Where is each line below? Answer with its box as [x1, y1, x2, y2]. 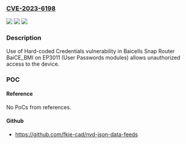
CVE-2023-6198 [6, 4, 56, 13]
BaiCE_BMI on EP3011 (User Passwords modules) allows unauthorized [6, 54, 181, 61]
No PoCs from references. [6, 104, 71, 111]
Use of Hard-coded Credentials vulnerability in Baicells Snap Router [6, 47, 175, 55]
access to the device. [6, 60, 60, 67]
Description [6, 34, 42, 42]
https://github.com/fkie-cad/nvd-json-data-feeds [14, 131, 138, 138]
